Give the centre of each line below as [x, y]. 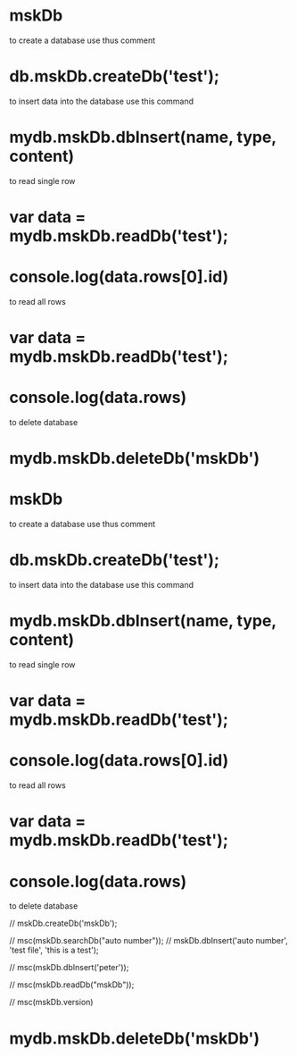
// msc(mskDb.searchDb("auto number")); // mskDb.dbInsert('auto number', [148, 941]
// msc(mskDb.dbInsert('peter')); [69, 968]
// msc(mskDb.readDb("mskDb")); [72, 985]
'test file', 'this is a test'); [54, 950]
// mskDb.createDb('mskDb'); [63, 923]
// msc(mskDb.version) [51, 1002]
